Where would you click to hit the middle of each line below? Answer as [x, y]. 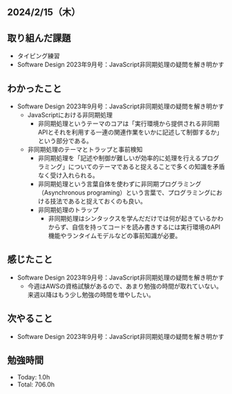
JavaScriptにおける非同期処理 [70, 115]
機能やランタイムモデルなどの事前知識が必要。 [115, 236]
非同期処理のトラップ [68, 210]
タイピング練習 [38, 56]
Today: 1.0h [33, 377]
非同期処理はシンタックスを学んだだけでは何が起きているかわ [136, 219]
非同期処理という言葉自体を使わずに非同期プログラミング [119, 184]
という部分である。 [65, 141]
